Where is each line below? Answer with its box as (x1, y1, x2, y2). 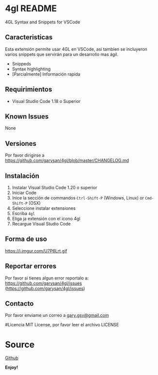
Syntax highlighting (12, 66, 51, 72)
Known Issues (5, 112, 49, 120)
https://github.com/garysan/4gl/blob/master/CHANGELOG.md (5, 158, 129, 163)
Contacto (5, 299, 34, 308)
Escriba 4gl (12, 211, 35, 216)
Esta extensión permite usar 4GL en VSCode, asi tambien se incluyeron (5, 46, 148, 52)
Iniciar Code (12, 190, 37, 196)
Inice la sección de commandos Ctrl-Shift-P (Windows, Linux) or (12, 195, 144, 200)
